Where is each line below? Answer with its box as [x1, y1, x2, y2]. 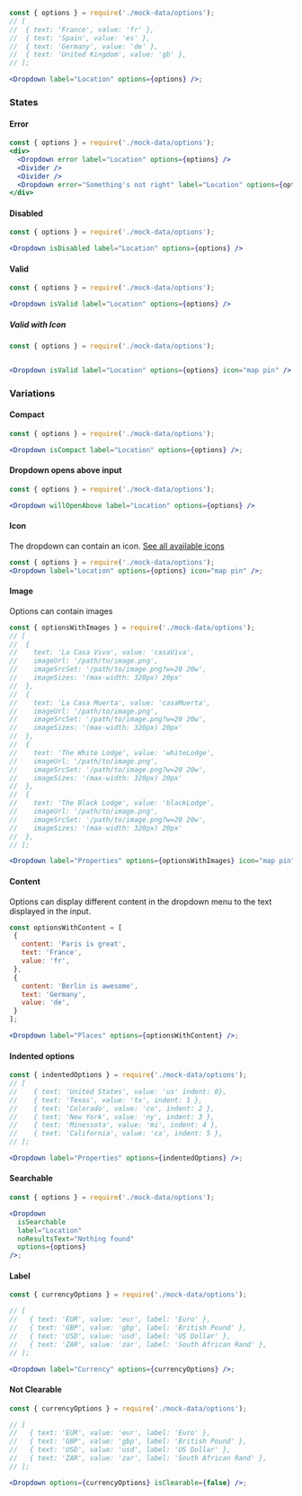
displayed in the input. [9, 905, 92, 916]
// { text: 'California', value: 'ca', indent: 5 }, [9, 1129, 223, 1138]
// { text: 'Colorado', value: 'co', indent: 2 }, [9, 1104, 216, 1113]
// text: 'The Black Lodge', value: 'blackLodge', [9, 798, 216, 808]
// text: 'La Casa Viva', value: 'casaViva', [9, 648, 195, 657]
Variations [9, 387, 56, 399]
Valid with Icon [9, 319, 67, 330]
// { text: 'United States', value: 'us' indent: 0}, [9, 1087, 227, 1096]
